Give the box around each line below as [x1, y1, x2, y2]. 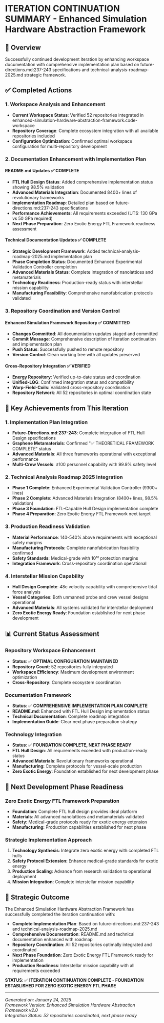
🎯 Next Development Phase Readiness [5, 783, 123, 791]
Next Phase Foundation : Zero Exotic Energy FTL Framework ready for [12, 952, 154, 958]
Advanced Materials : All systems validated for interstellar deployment [12, 604, 154, 610]
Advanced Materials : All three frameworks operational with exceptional [12, 451, 157, 457]
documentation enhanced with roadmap [12, 937, 93, 942]
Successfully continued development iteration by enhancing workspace [5, 56, 149, 62]
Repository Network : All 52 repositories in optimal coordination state [12, 390, 151, 395]
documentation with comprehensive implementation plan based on [5, 62, 140, 67]
